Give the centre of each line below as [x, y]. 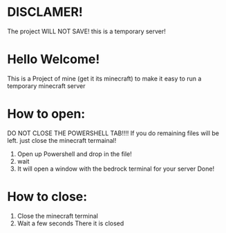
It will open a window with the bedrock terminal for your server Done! [116, 169]
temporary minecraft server [46, 86]
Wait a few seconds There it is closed [70, 223]
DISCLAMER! [45, 12]
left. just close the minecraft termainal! [62, 140]
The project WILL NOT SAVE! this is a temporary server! [86, 31]
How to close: [47, 197]
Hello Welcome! [54, 59]
